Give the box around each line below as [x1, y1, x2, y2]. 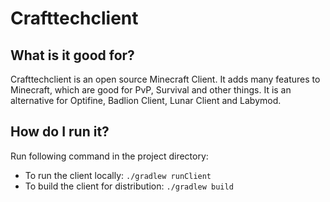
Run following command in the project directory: [10, 150, 209, 162]
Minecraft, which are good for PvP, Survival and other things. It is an [10, 84, 292, 96]
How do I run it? [10, 123, 110, 141]
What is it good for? [10, 47, 135, 64]
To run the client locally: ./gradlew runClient [24, 169, 212, 181]
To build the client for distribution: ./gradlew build [24, 180, 234, 192]
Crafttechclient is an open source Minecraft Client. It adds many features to [10, 73, 321, 85]
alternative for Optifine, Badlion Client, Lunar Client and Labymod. [10, 95, 282, 106]
